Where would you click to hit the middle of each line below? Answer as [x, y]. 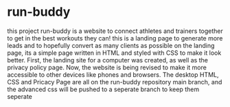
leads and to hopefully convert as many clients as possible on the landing [111, 45]
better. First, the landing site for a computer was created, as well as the [107, 60]
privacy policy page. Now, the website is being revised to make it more [107, 67]
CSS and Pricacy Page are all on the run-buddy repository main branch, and [115, 82]
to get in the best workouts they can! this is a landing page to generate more [115, 38]
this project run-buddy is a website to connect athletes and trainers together [115, 31]
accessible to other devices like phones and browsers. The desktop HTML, [113, 74]
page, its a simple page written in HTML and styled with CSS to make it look [114, 53]
